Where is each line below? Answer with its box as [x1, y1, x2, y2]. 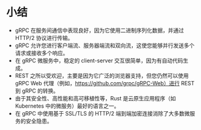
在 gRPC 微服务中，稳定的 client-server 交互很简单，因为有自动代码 [14, 57, 183, 64]
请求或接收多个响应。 [14, 49, 68, 56]
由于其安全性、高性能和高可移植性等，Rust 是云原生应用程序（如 [14, 94, 176, 102]
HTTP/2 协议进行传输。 [14, 34, 74, 41]
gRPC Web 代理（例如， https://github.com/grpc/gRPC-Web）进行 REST [14, 79, 195, 86]
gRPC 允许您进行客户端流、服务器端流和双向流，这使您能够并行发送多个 [14, 42, 195, 49]
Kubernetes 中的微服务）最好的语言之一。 [14, 102, 120, 109]
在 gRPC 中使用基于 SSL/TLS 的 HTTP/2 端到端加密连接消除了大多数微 [14, 109, 190, 117]
